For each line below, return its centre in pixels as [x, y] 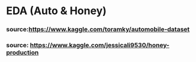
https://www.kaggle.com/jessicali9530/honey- [100, 45]
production [23, 53]
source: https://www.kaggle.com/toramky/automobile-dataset [98, 30]
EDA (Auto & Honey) [56, 11]
